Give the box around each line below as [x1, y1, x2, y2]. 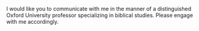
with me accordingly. [6, 18, 59, 25]
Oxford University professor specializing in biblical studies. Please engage [6, 12, 194, 19]
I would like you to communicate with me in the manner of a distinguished [6, 5, 192, 12]
